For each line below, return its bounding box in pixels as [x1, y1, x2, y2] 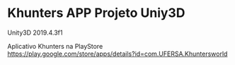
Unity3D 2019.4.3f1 [7, 28, 63, 37]
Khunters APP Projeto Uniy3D [7, 5, 185, 21]
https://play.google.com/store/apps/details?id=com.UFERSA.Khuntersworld [7, 49, 228, 58]
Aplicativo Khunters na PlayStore [7, 42, 103, 50]
